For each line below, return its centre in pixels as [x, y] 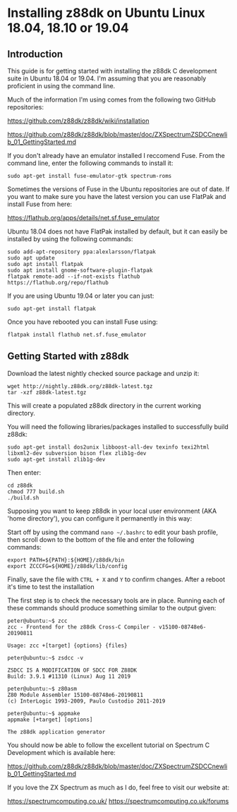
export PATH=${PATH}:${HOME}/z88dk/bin [66, 560]
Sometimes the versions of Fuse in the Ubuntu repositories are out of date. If [119, 189]
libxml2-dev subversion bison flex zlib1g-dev [77, 453]
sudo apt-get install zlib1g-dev [56, 459]
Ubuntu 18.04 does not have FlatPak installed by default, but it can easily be [117, 231]
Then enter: [24, 472]
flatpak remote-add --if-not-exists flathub [74, 277]
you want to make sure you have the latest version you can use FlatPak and [117, 196]
